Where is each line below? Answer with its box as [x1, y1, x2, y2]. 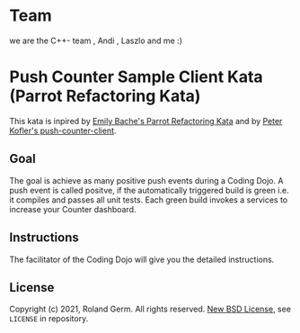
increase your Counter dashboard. [9, 203, 137, 214]
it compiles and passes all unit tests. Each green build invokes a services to [9, 194, 288, 205]
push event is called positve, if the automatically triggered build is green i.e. [9, 184, 289, 195]
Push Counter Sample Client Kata [9, 67, 263, 87]
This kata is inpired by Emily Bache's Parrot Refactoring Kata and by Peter [9, 115, 283, 126]
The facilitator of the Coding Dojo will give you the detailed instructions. [9, 254, 275, 265]
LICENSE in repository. [9, 313, 89, 324]
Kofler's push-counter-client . [9, 125, 117, 136]
